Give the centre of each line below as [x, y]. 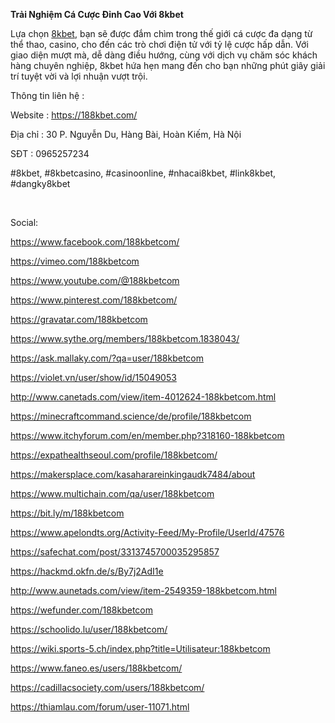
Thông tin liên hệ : [47, 95]
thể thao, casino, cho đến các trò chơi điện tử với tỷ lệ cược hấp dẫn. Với [159, 44]
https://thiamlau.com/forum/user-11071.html [100, 707]
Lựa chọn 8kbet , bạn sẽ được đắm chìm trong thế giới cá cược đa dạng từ [161, 33]
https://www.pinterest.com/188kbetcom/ [94, 300]
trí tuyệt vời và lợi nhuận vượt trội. [79, 76]
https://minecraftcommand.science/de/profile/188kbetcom [131, 416]
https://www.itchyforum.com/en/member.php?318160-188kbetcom [147, 435]
